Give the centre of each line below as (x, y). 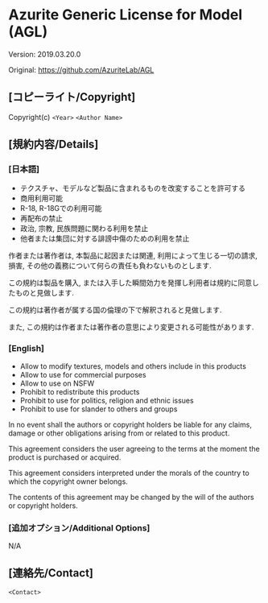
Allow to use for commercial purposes (83, 374)
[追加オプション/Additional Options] (79, 527)
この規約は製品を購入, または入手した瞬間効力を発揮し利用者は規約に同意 (130, 283)
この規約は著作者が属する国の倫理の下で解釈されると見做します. (115, 310)
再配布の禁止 (41, 218)
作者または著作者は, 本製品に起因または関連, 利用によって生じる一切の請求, (133, 256)
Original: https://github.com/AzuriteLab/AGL (81, 69)
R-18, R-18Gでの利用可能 (61, 209)
